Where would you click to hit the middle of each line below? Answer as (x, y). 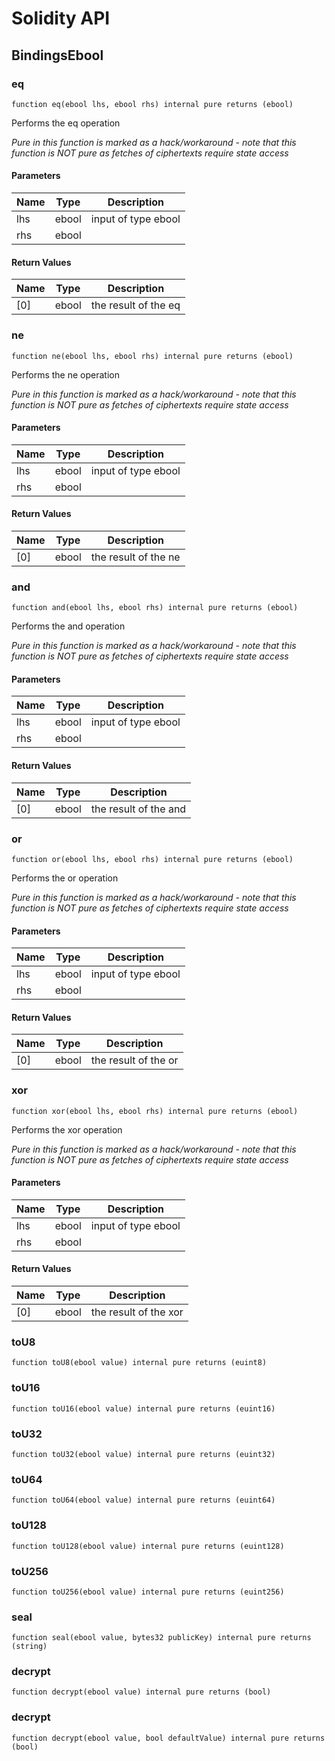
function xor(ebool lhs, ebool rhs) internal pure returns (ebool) (155, 1111)
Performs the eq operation (66, 123)
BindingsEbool (57, 55)
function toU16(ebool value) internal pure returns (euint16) (143, 1408)
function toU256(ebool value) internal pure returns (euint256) (148, 1592)
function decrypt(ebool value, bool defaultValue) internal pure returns (168, 1738)
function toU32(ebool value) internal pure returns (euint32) (143, 1454)
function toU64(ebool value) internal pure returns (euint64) (143, 1500)
